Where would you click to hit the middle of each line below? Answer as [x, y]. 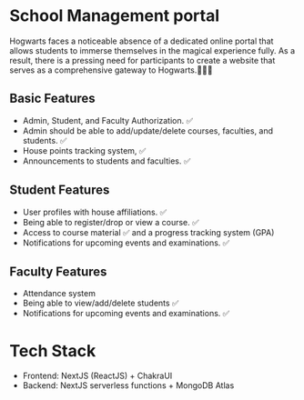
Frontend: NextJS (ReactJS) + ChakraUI [97, 376]
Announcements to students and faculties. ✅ [106, 161]
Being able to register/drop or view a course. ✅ [111, 222]
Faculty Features [58, 271]
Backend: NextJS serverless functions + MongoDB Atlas [128, 385]
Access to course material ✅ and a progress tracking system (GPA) [148, 232]
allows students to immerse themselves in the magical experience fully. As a [152, 50]
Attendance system [59, 294]
